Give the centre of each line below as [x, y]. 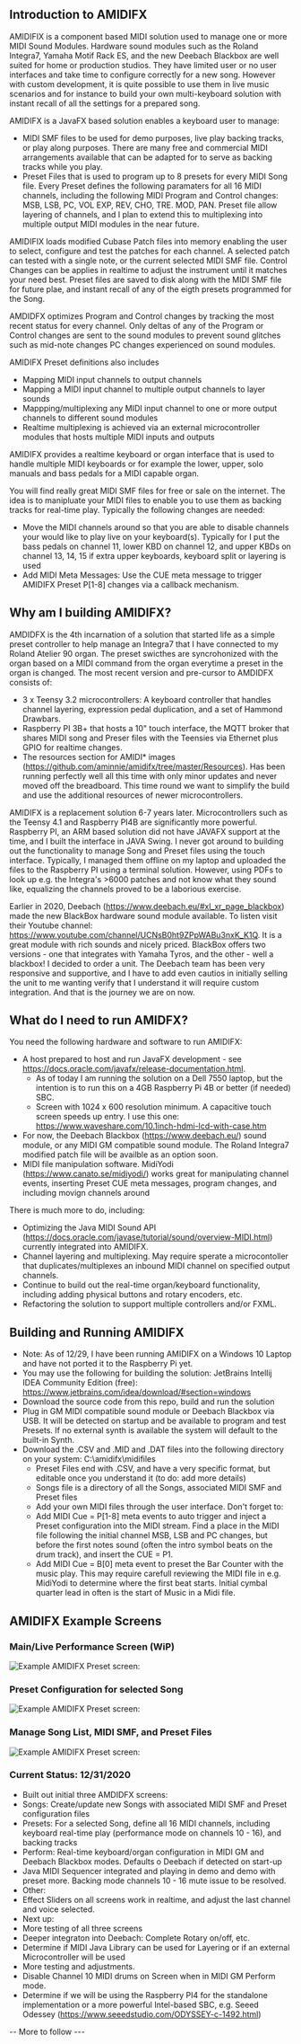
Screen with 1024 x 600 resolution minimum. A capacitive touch [153, 1107]
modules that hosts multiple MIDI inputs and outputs [118, 437]
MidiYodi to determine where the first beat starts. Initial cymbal [151, 1583]
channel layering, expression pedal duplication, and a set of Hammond [152, 709]
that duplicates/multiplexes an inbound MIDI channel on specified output [156, 1266]
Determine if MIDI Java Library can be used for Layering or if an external [156, 1947]
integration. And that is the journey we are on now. [102, 992]
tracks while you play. [62, 166]
